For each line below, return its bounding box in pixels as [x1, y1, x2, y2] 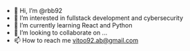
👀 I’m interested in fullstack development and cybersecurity [13, 14, 184, 22]
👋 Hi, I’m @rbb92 [13, 7, 63, 14]
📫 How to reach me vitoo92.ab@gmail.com [13, 37, 139, 44]
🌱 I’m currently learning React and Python [13, 21, 133, 29]
